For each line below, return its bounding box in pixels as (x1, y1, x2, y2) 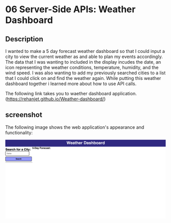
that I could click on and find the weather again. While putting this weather (5, 75, 161, 81)
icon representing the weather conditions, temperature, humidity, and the (5, 65, 159, 70)
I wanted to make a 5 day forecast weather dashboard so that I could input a (5, 48, 165, 54)
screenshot (5, 110, 42, 119)
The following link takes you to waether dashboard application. (5, 91, 137, 96)
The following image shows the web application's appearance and (5, 124, 145, 130)
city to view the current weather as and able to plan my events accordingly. (5, 53, 163, 60)
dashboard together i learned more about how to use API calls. (5, 80, 137, 87)
